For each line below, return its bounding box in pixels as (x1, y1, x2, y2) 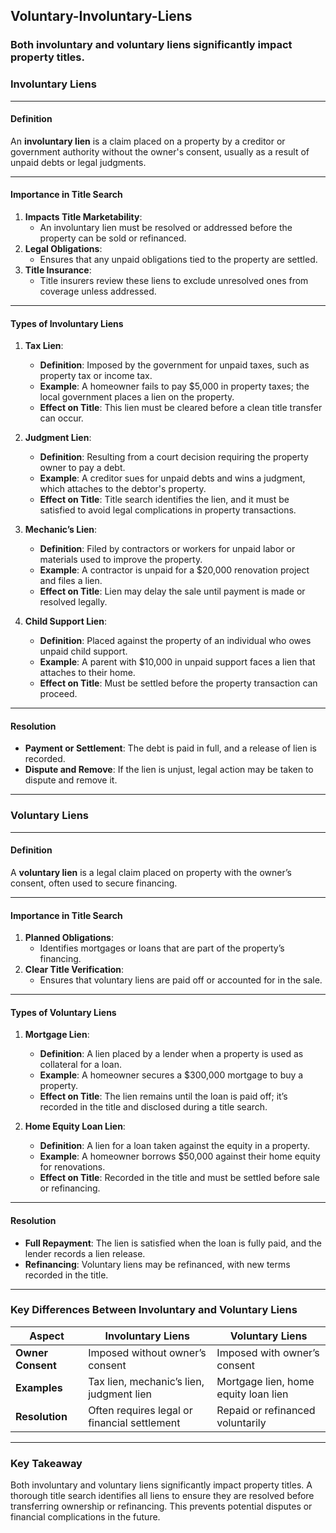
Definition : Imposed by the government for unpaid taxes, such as (39, 359, 310, 371)
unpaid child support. (39, 645, 128, 658)
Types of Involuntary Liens (10, 317, 124, 329)
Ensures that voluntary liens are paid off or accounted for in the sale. (39, 974, 323, 986)
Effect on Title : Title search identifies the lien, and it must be (39, 494, 290, 506)
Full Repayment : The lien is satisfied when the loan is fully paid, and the (24, 1237, 322, 1249)
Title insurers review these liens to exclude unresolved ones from (39, 275, 309, 287)
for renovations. (39, 1161, 106, 1173)
